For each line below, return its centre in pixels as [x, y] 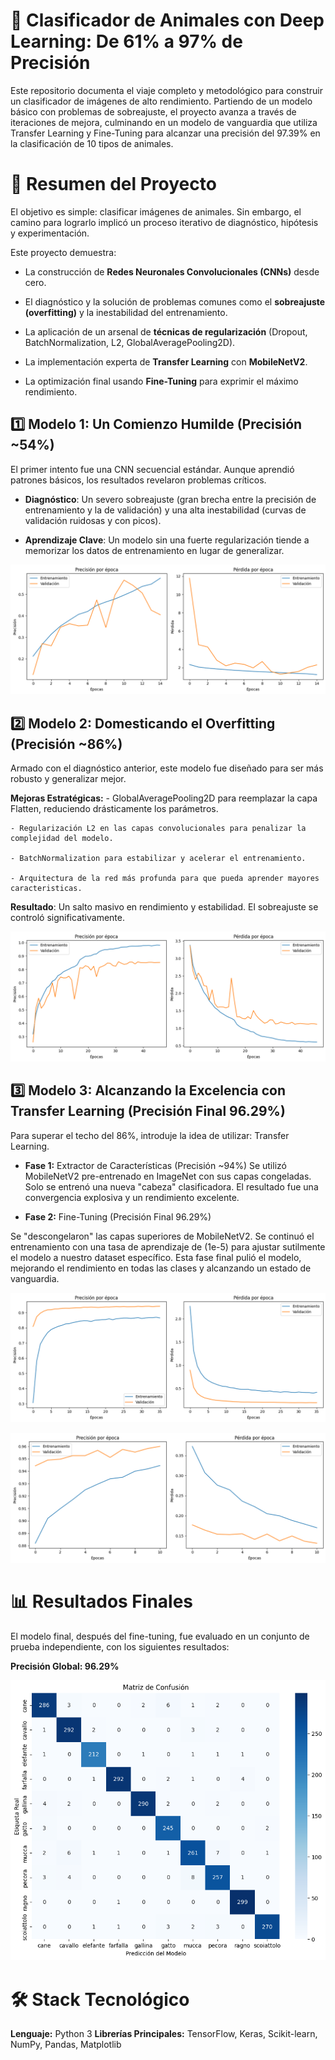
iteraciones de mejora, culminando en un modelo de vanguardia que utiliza [164, 122]
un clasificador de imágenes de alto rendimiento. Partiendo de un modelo [161, 101]
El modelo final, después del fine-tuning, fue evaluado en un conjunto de [160, 1636]
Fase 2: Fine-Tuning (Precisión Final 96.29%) [118, 1216]
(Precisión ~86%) [66, 744]
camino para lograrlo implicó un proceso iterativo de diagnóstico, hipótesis [164, 222]
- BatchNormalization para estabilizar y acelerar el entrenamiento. [158, 859]
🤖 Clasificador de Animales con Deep [167, 20]
